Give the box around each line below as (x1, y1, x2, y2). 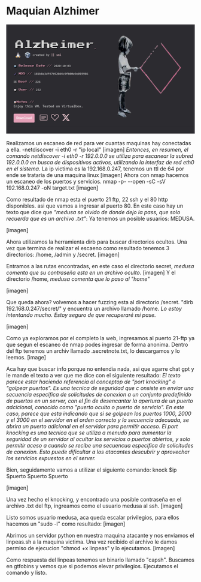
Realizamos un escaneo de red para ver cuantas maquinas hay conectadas (6, 140, 191, 147)
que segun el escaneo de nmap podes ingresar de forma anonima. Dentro (6, 341, 188, 349)
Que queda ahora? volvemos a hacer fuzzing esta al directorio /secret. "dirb (6, 299, 193, 306)
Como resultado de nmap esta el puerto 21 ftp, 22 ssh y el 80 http (6, 196, 169, 203)
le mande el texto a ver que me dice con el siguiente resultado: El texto (6, 372, 181, 379)
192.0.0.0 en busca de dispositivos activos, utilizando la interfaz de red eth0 (6, 159, 194, 166)
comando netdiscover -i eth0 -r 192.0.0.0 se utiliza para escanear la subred (6, 152, 193, 160)
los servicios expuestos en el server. (6, 455, 96, 462)
